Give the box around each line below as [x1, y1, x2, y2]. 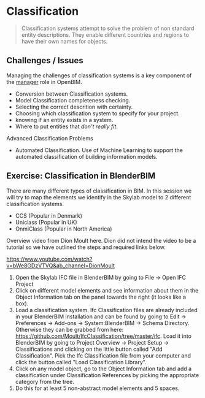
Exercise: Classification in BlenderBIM [6, 170, 156, 182]
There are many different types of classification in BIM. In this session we [6, 187, 192, 194]
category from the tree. [15, 378, 75, 385]
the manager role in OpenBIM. [6, 78, 83, 85]
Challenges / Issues [6, 55, 84, 66]
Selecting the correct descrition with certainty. [15, 103, 133, 110]
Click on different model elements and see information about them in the [15, 286, 199, 294]
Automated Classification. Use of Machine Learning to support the [15, 146, 183, 154]
